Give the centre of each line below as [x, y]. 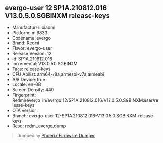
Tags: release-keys [31, 69]
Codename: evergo [31, 38]
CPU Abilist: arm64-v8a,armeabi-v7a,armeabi [58, 74]
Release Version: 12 [32, 53]
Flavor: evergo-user [32, 48]
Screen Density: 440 [33, 89]
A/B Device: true [28, 79]
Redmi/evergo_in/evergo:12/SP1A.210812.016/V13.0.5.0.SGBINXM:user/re [85, 100]
